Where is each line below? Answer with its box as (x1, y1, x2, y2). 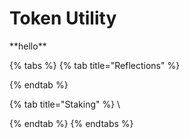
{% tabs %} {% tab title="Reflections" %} (9, 59, 181, 71)
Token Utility (9, 7, 117, 30)
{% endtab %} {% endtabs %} (9, 117, 134, 129)
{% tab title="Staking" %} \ (9, 98, 121, 110)
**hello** (9, 40, 47, 52)
